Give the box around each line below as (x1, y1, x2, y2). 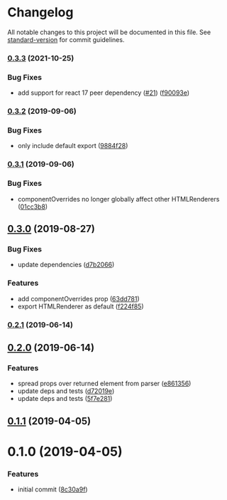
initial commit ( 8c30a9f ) (17, 485, 88, 494)
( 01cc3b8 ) (17, 202, 48, 211)
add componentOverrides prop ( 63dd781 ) (17, 294, 140, 303)
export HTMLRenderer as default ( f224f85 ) (17, 302, 144, 311)
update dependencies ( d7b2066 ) (17, 261, 115, 269)
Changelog (7, 4, 74, 21)
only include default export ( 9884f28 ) (17, 142, 128, 150)
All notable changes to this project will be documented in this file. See (7, 28, 211, 36)
